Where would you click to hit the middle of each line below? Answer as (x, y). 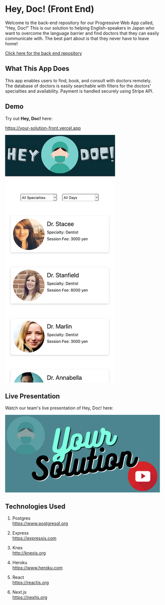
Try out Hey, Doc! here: (29, 118)
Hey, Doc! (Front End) (50, 9)
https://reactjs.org (30, 583)
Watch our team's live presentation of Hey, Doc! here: (59, 408)
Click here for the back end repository (43, 53)
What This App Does (37, 69)
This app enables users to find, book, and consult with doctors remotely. (78, 80)
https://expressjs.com (34, 538)
